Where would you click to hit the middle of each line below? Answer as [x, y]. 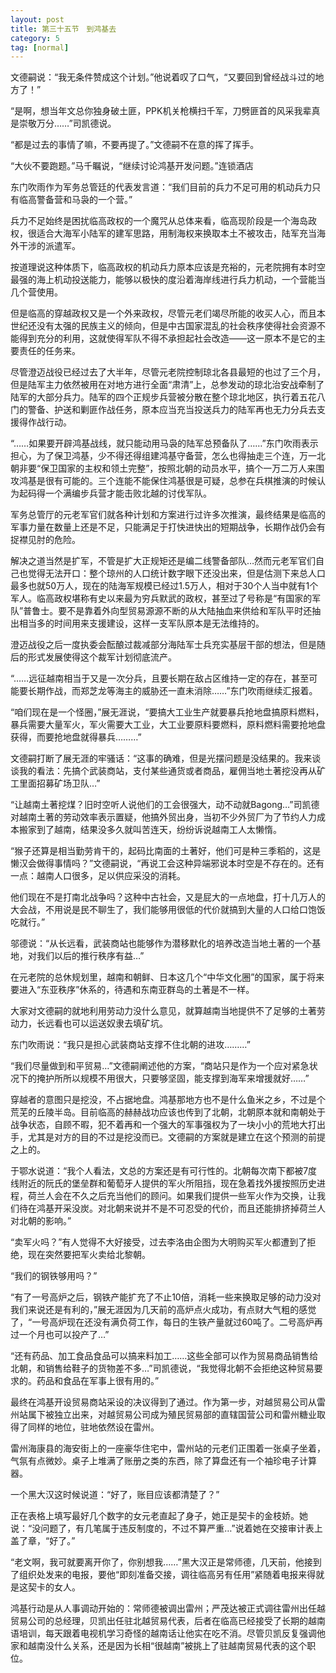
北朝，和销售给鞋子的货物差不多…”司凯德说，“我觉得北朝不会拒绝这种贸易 [162, 1368]
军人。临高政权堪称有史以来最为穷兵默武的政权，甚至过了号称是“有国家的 [161, 598]
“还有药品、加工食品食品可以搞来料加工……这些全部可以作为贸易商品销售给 [164, 1356]
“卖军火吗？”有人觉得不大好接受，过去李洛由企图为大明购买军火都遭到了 [159, 1242]
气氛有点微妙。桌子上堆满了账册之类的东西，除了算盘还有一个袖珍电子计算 [163, 1461]
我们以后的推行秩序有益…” [90, 956]
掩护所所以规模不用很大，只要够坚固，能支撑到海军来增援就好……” [173, 1078]
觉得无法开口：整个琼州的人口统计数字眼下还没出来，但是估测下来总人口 [176, 573]
